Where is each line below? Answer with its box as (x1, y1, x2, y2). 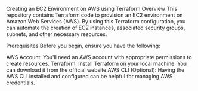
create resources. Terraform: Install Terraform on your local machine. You (6, 60, 187, 67)
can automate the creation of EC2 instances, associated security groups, (6, 24, 185, 31)
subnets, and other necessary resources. (6, 31, 107, 38)
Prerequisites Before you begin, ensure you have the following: (6, 42, 160, 49)
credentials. (6, 79, 35, 86)
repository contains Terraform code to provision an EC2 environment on (6, 11, 183, 19)
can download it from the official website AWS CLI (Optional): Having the (6, 66, 185, 74)
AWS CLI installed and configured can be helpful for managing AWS (6, 73, 173, 80)
